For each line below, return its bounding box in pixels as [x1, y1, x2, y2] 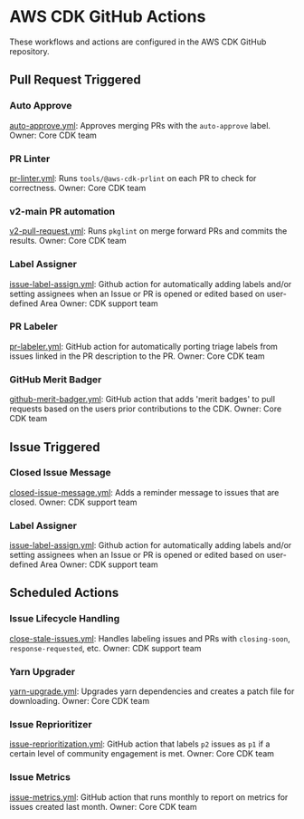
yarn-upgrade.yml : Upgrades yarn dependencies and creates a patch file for [9, 686, 295, 697]
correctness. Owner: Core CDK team [9, 182, 147, 193]
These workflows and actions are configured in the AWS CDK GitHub [9, 36, 267, 47]
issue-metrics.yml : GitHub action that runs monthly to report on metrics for [9, 791, 289, 803]
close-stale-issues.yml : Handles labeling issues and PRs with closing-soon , [9, 632, 291, 644]
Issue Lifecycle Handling [9, 612, 120, 625]
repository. [9, 45, 50, 56]
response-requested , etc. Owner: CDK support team [9, 642, 202, 653]
